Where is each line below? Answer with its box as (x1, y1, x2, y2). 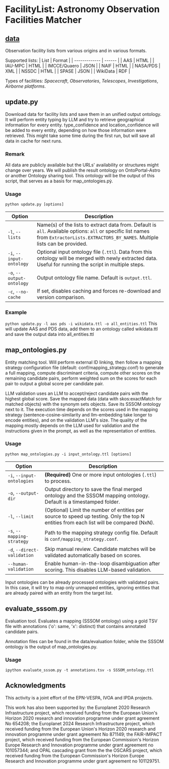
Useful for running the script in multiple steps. (37, 261, 145, 268)
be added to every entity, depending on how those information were (5, 127, 146, 133)
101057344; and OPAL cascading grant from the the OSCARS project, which (5, 747, 162, 753)
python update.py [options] (5, 202, 64, 207)
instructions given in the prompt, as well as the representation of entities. (5, 428, 156, 434)
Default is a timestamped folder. (44, 498, 120, 505)
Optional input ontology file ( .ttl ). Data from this (37, 248, 152, 255)
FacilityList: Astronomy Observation (5, 4, 160, 15)
